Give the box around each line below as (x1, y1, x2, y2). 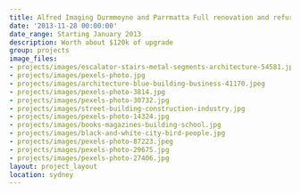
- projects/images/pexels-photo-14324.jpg (9, 112, 170, 121)
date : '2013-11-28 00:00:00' (9, 21, 118, 30)
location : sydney (9, 170, 74, 179)
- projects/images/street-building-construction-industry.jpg (9, 104, 246, 113)
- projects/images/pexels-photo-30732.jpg (9, 95, 170, 105)
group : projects (9, 46, 70, 55)
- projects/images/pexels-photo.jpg (9, 71, 146, 80)
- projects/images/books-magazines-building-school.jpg (9, 121, 221, 130)
